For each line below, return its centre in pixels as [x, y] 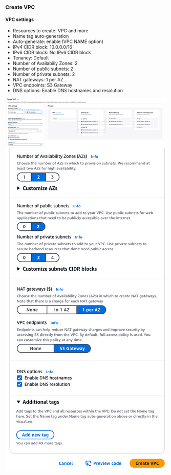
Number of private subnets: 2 [44, 74]
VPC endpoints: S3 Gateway [42, 85]
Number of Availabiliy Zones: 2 [45, 63]
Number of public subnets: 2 [43, 69]
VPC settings [20, 19]
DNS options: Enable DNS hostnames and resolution [68, 91]
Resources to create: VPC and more [50, 31]
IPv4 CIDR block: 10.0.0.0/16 [42, 47]
